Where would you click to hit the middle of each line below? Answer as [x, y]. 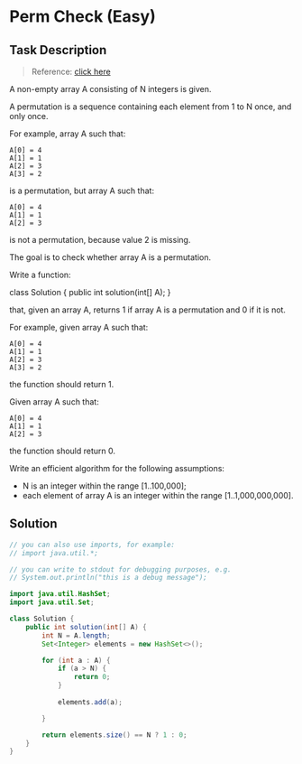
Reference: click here [71, 71]
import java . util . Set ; [52, 602]
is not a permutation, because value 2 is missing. [100, 240]
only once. [29, 116]
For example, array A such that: [68, 134]
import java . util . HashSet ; [60, 594]
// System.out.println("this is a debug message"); [108, 578]
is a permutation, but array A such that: [82, 191]
